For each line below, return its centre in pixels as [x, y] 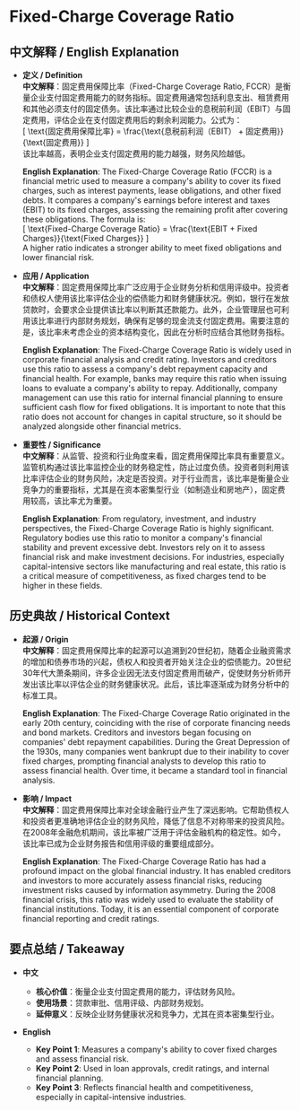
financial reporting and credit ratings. [90, 918]
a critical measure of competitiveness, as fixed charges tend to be [144, 576]
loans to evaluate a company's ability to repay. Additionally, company [150, 388]
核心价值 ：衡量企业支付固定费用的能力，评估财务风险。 [137, 991]
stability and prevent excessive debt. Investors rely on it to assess [144, 547]
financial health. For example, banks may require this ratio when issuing [154, 378]
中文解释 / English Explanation [94, 52]
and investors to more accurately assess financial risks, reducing [142, 880]
